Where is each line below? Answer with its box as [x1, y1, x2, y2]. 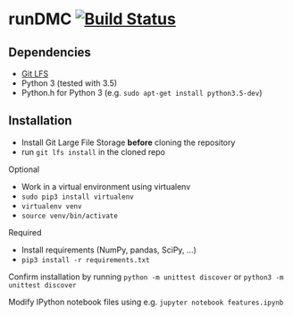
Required [8, 226, 42, 237]
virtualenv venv [21, 201, 82, 210]
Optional [8, 164, 40, 175]
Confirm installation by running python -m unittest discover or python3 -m [8, 271, 284, 282]
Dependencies [8, 45, 91, 60]
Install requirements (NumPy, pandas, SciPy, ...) [21, 244, 197, 255]
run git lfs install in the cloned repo [21, 146, 166, 157]
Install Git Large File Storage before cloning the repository [21, 137, 236, 148]
